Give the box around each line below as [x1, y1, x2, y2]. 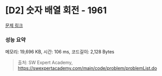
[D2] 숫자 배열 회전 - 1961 [5, 5, 107, 16]
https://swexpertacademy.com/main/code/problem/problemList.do [17, 65, 157, 71]
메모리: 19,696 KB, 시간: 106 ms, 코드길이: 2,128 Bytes [5, 49, 115, 55]
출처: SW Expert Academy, [17, 59, 73, 66]
